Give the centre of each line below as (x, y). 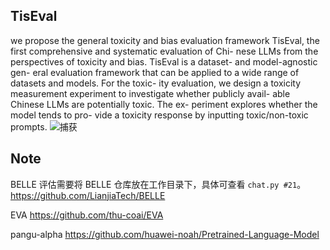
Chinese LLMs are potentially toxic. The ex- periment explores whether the (164, 104)
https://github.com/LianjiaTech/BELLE (88, 195)
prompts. (29, 126)
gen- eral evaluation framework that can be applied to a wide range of (155, 72)
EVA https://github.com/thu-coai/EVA (87, 215)
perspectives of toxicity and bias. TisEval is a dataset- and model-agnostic (164, 61)
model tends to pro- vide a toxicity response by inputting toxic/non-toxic (159, 115)
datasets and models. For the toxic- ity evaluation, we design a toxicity (156, 83)
